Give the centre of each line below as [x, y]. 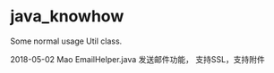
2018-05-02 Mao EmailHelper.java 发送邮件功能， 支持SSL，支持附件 [137, 59]
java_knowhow [67, 16]
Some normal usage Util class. [66, 41]
